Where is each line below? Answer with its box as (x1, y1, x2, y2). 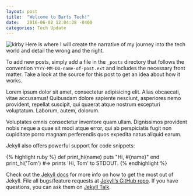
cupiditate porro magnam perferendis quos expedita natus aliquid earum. (6, 131, 182, 138)
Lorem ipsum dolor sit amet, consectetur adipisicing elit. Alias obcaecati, (6, 88, 181, 95)
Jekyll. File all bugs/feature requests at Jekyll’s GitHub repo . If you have (6, 177, 178, 184)
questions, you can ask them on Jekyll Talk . (6, 184, 111, 191)
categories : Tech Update (6, 25, 66, 31)
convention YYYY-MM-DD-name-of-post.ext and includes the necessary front (6, 65, 185, 72)
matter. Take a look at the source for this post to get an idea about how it (6, 71, 181, 78)
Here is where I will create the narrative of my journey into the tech (25, 41, 185, 48)
